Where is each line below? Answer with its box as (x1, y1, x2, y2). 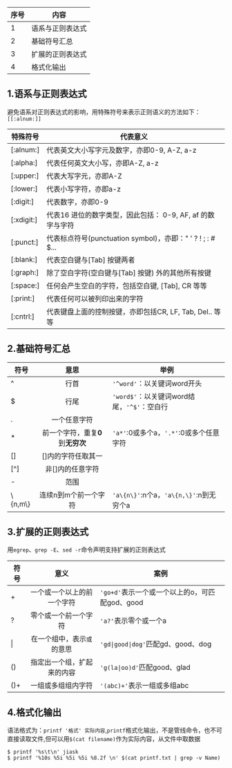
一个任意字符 (51, 415, 93, 424)
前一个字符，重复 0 (42, 428, 102, 438)
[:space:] (10, 280, 40, 290)
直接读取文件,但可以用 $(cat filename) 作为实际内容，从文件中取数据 (7, 735, 201, 743)
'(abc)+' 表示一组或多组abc (99, 681, 189, 691)
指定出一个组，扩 (30, 657, 86, 667)
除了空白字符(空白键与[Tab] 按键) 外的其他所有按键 (46, 268, 212, 277)
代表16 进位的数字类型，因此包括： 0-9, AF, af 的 (46, 210, 209, 220)
